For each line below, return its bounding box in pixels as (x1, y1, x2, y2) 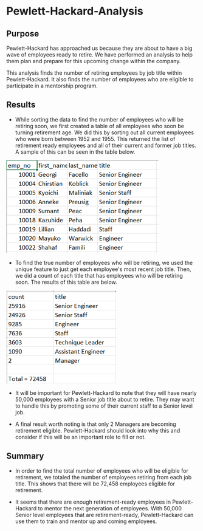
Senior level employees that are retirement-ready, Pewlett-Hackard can (15, 511, 194, 518)
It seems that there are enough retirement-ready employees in (15, 498, 171, 505)
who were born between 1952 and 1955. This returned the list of (15, 135, 176, 142)
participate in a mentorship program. (6, 82, 98, 89)
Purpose (6, 29, 40, 39)
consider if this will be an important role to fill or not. (15, 433, 146, 440)
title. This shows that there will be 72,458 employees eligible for (15, 480, 175, 487)
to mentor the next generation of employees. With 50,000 (38, 504, 182, 512)
